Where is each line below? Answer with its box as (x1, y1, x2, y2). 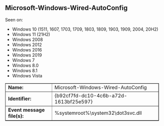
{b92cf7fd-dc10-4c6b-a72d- (54, 92, 127, 99)
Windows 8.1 (12, 68, 38, 73)
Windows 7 (12, 57, 35, 63)
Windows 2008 (12, 36, 43, 42)
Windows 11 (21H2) (12, 31, 50, 37)
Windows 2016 (12, 47, 42, 53)
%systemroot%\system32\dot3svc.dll (54, 109, 142, 116)
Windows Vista (12, 72, 42, 78)
